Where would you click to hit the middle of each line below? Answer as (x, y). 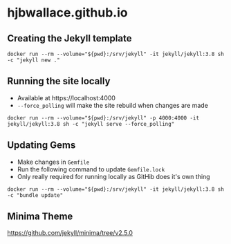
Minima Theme (40, 217)
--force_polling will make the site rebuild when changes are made (113, 105)
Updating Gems (41, 146)
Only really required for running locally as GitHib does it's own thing (113, 176)
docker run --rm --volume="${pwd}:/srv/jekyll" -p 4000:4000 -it (103, 118)
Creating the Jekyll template (70, 38)
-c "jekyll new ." (34, 60)
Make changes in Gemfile (53, 162)
